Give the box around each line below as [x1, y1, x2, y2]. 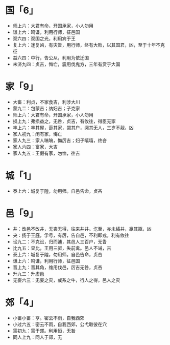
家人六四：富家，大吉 [12, 144, 58, 150]
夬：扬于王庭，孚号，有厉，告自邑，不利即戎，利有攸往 [12, 232, 129, 238]
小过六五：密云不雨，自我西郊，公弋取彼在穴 [12, 321, 107, 327]
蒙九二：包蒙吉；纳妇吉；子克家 [12, 105, 80, 111]
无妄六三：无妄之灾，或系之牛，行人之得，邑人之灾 [12, 277, 120, 283]
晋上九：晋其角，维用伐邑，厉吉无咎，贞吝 [12, 264, 103, 270]
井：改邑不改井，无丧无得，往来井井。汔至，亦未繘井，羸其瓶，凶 [12, 226, 152, 232]
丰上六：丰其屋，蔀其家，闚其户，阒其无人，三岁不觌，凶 [12, 124, 134, 131]
